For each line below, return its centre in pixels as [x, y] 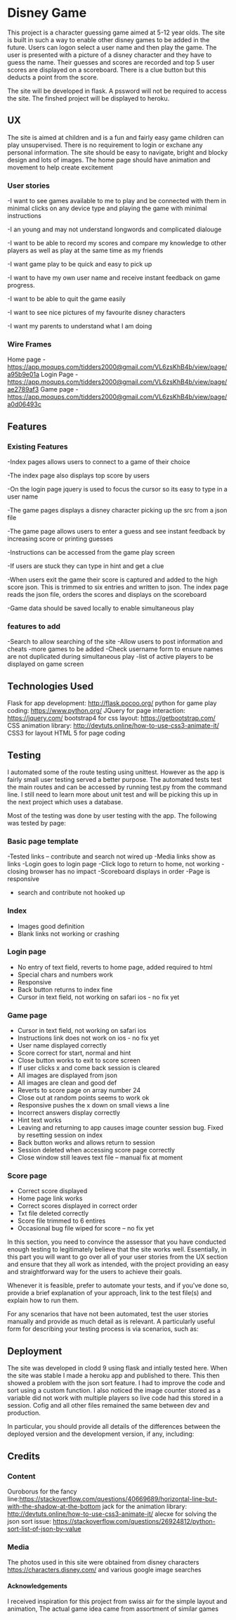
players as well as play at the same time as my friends [85, 250]
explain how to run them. [43, 1300]
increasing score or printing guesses [60, 539]
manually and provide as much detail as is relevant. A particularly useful [111, 1322]
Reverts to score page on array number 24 [79, 1091]
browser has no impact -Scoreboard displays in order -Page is [120, 872]
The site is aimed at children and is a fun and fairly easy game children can [116, 137]
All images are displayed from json [67, 1075]
